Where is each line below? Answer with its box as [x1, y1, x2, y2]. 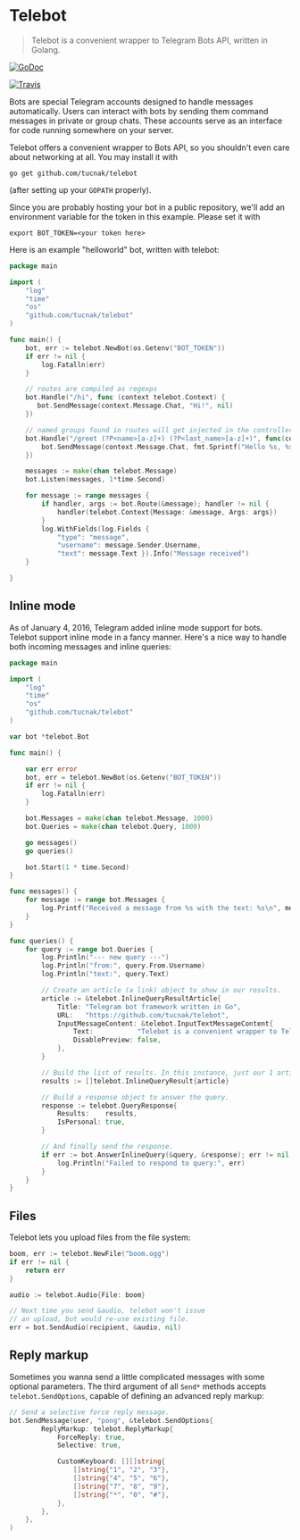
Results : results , [56, 1109, 138, 1118]
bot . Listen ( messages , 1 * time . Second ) [25, 475, 166, 484]
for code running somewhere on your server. [9, 124, 174, 135]
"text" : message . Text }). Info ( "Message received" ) [56, 549, 250, 558]
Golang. [30, 44, 61, 54]
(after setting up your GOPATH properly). [9, 184, 152, 195]
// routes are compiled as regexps [25, 385, 158, 394]
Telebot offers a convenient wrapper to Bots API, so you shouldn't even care [9, 142, 290, 153]
